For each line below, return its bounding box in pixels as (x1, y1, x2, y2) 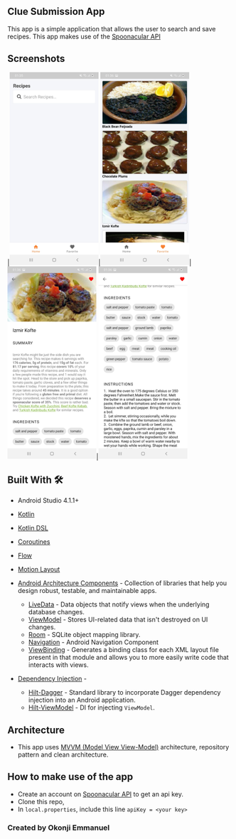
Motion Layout (17, 565, 60, 574)
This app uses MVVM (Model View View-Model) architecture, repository (17, 743, 230, 752)
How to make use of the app (7, 771, 134, 783)
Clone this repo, (17, 797, 65, 806)
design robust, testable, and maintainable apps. (17, 587, 157, 595)
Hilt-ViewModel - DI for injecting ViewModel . (28, 703, 155, 712)
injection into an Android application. (28, 696, 136, 705)
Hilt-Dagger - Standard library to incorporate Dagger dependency (28, 688, 221, 697)
